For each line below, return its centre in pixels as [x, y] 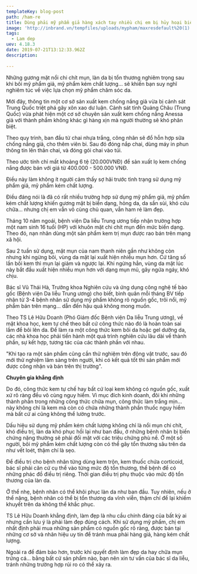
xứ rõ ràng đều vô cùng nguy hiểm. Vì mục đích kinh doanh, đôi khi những [96, 395]
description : [22, 55]
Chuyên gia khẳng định [35, 377]
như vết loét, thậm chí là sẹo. [41, 450]
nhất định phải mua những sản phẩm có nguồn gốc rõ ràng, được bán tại [94, 528]
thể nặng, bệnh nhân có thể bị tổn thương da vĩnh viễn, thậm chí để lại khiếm [99, 498]
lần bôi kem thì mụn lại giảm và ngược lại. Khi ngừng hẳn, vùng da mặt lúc [95, 263]
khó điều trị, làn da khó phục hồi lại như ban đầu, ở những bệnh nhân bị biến [98, 431]
